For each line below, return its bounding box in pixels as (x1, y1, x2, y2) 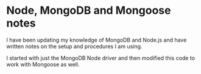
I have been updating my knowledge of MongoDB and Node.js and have (6, 36, 187, 43)
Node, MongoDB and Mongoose (6, 4, 171, 17)
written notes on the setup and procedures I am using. (6, 43, 143, 50)
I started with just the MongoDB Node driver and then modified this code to (6, 54, 196, 61)
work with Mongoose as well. (6, 61, 80, 68)
